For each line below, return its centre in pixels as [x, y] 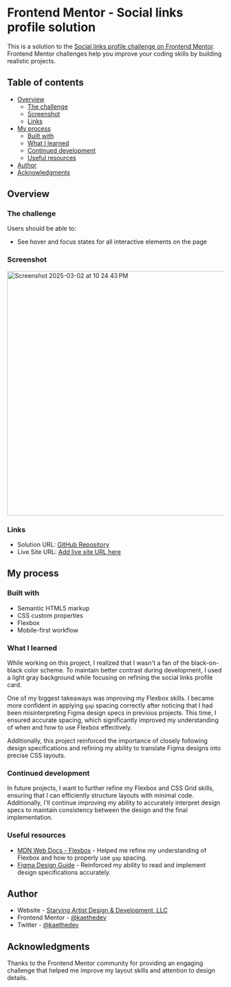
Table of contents [45, 83]
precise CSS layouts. [36, 756]
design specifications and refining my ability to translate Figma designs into [114, 748]
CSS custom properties [50, 615]
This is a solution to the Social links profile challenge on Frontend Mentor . [111, 46]
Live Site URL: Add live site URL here [69, 552]
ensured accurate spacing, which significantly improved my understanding [113, 720]
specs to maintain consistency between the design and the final [97, 810]
